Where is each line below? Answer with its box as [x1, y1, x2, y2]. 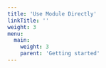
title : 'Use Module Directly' [7, 10, 97, 18]
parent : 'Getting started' [20, 50, 100, 57]
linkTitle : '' [7, 17, 50, 24]
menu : [7, 30, 23, 38]
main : [14, 37, 31, 44]
